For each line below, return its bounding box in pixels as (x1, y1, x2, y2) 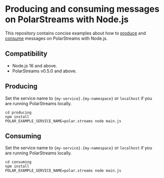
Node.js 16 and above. (12, 62, 57, 68)
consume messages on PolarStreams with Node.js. (5, 35, 108, 41)
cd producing (5, 110, 32, 115)
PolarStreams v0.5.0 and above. (12, 68, 77, 74)
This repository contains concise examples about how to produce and (5, 30, 146, 36)
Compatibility (5, 50, 47, 58)
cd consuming (5, 160, 32, 165)
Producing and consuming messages (5, 3, 160, 15)
